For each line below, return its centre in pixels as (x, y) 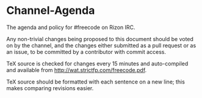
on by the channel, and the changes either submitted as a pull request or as (101, 45)
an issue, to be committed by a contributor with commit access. (86, 51)
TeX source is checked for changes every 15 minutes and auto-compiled (97, 64)
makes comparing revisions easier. (50, 88)
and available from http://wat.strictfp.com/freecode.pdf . (77, 70)
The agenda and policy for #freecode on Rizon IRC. (71, 27)
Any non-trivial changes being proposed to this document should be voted (100, 39)
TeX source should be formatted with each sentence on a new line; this (96, 82)
